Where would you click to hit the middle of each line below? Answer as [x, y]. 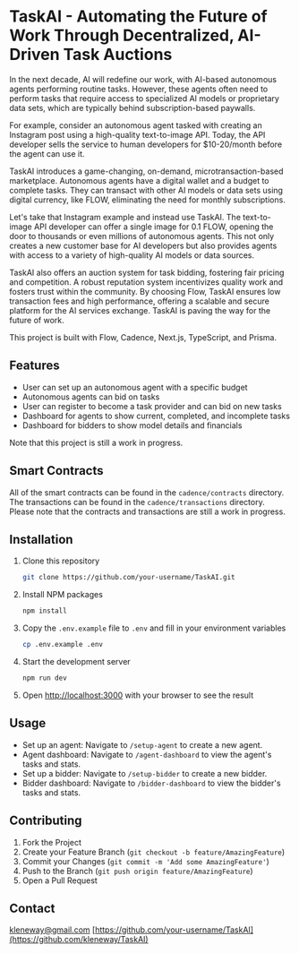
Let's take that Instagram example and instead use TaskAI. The [125, 217]
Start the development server [77, 661]
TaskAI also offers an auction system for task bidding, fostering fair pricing [147, 272]
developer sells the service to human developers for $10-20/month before [146, 144]
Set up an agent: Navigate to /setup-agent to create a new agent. [142, 744]
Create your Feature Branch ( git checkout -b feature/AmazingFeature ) [154, 852]
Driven [34, 55]
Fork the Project [52, 842]
